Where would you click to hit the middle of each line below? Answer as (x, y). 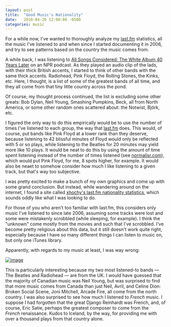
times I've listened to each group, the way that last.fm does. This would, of (84, 128)
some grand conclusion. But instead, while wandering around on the (77, 187)
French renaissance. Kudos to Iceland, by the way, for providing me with (81, 313)
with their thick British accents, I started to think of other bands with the (81, 71)
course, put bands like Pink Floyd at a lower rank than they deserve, (77, 134)
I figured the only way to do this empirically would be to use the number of (84, 123)
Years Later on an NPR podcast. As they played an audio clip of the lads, (81, 65)
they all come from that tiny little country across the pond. (66, 87)
